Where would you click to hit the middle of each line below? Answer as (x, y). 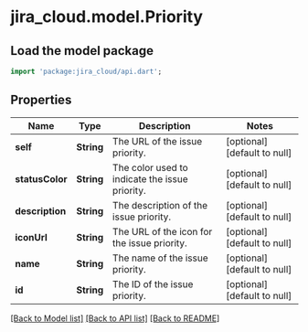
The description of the (160, 205)
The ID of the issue (153, 284)
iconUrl (32, 237)
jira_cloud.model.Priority (107, 17)
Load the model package (82, 51)
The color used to (150, 167)
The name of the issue (160, 258)
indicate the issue (150, 178)
